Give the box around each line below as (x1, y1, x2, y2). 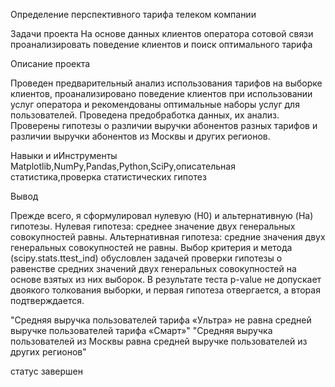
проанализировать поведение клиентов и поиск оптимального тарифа (10, 39, 313, 50)
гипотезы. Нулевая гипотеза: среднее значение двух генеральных (10, 220, 296, 232)
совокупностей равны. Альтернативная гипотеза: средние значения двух (10, 231, 326, 243)
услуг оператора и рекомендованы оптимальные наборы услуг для (10, 99, 300, 110)
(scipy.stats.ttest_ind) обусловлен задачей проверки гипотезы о (10, 252, 283, 264)
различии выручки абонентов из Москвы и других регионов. (10, 130, 271, 142)
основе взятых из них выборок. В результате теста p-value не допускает (10, 274, 322, 285)
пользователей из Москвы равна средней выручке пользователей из (10, 335, 308, 347)
